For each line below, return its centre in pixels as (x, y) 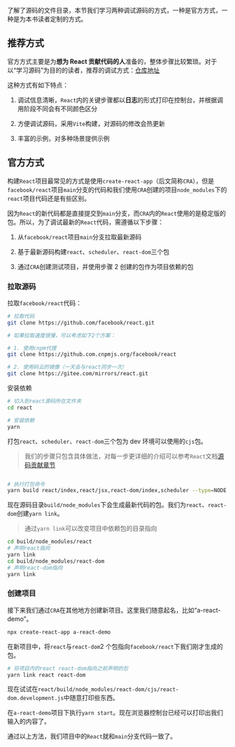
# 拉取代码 (21, 316)
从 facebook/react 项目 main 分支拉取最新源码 (79, 237)
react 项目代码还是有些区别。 (49, 198)
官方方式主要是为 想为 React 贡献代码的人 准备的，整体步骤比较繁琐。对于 (112, 61)
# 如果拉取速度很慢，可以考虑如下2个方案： (62, 335)
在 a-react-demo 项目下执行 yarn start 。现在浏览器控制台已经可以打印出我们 (115, 713)
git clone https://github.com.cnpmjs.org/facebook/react (92, 355)
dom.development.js (36, 699)
